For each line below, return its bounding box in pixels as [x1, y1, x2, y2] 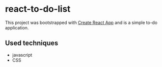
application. [5, 24, 29, 30]
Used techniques [5, 39, 58, 47]
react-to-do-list [5, 3, 71, 15]
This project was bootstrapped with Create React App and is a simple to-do [5, 20, 158, 25]
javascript [12, 52, 32, 58]
